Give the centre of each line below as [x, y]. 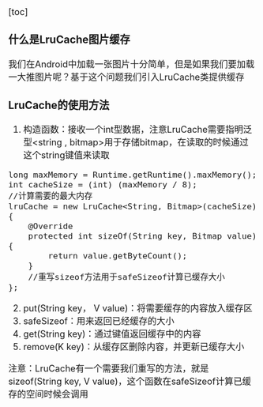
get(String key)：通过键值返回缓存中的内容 [112, 334]
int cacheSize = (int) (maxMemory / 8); [103, 185]
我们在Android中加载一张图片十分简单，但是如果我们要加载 [131, 64]
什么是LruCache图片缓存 [69, 40]
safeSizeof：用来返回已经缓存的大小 [99, 321]
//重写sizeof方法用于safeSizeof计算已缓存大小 [126, 277]
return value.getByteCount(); [118, 256]
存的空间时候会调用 [48, 394]
